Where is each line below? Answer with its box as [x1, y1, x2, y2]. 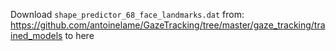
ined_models [10, 30, 63, 41]
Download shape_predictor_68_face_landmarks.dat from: [10, 9, 245, 20]
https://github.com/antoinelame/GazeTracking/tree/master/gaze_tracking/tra [10, 19, 326, 31]
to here [64, 30, 95, 41]
